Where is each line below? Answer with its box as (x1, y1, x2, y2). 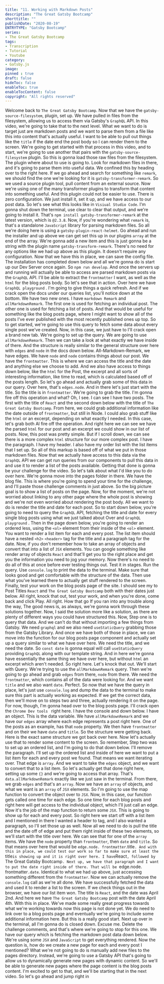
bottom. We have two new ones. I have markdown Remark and (5, 295, 126, 301)
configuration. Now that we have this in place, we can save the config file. (5, 254, 154, 260)
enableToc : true (5, 85, 38, 90)
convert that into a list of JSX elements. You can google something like (5, 546, 146, 552)
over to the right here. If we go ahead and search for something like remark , (5, 170, 157, 176)
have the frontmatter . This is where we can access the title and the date (5, 358, 151, 364)
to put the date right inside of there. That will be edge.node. (5, 864, 142, 870)
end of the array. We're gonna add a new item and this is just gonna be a (5, 238, 152, 244)
